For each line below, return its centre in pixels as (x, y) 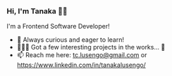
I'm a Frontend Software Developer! (58, 26)
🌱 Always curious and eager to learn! (70, 40)
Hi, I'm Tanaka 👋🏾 (37, 11)
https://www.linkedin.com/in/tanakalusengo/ (81, 65)
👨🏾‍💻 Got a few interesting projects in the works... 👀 (91, 47)
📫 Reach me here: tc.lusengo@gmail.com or (82, 55)
